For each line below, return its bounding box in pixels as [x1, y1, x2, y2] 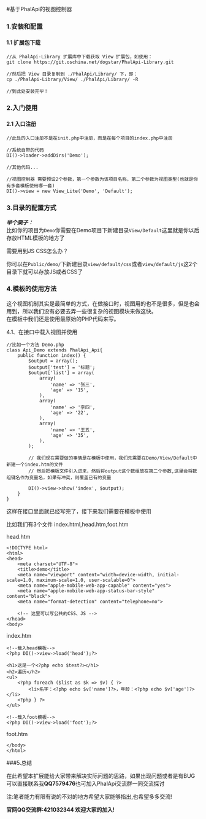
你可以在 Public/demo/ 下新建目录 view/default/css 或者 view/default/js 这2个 [6, 260, 198, 267]
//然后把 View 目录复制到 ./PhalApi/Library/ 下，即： [6, 71, 139, 77]
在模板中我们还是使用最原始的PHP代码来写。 [6, 315, 120, 323]
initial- [157, 571, 180, 578]
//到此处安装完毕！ [6, 88, 49, 95]
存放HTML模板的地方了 [6, 234, 66, 241]
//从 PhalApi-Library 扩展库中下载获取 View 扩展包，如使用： [6, 54, 153, 60]
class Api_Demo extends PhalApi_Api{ [6, 347, 103, 353]
